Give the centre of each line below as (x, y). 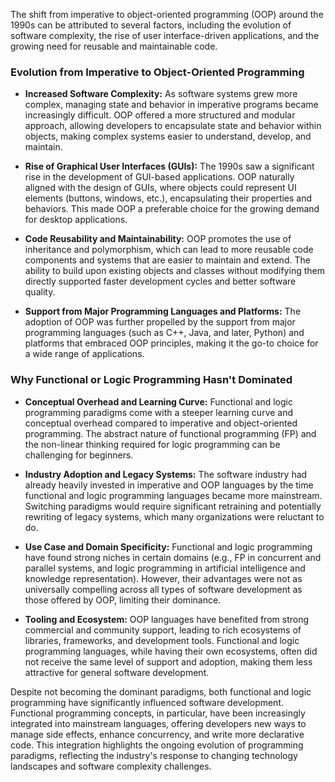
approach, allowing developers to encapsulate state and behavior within (173, 126)
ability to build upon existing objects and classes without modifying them (174, 271)
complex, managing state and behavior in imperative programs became (171, 105)
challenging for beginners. (79, 455)
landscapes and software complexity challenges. (111, 766)
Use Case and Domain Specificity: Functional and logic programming (168, 546)
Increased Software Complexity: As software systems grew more (161, 94)
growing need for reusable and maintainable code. (114, 46)
